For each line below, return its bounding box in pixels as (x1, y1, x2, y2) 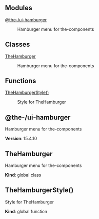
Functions (5, 77, 37, 85)
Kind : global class (5, 172, 41, 178)
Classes (5, 40, 30, 49)
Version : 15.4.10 (5, 136, 38, 142)
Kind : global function (5, 208, 48, 214)
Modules (5, 4, 33, 12)
